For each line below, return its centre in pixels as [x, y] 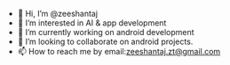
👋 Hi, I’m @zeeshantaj [58, 14]
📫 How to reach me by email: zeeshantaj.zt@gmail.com [119, 51]
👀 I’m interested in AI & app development [92, 23]
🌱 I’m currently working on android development [106, 32]
